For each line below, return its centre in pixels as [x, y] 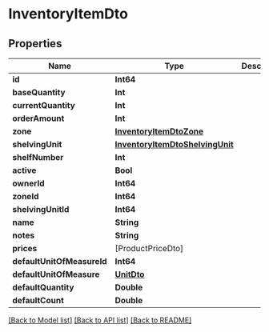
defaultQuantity [43, 287]
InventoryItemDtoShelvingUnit [174, 144]
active [24, 170]
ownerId [29, 183]
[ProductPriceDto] [149, 248]
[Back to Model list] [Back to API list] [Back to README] [100, 320]
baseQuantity [39, 92]
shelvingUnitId [41, 209]
